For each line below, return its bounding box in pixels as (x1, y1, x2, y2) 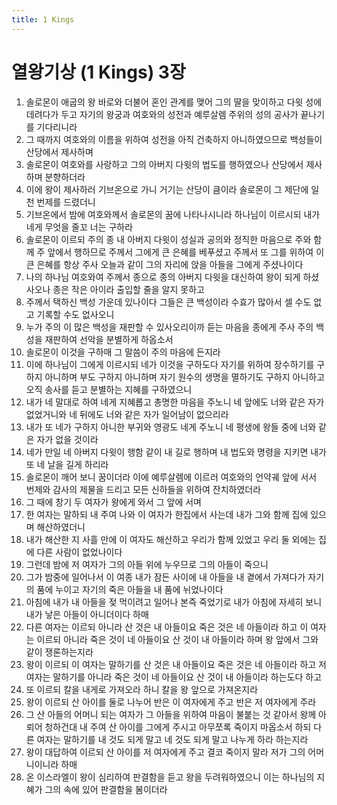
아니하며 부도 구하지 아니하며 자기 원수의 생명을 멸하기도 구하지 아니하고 (44, 371, 326, 383)
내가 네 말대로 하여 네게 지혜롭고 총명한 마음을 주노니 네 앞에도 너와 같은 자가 (25, 396, 325, 408)
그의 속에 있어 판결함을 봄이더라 (44, 783, 168, 795)
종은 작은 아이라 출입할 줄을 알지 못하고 (52, 283, 205, 295)
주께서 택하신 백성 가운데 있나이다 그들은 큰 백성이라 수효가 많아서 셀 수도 (25, 296, 312, 308)
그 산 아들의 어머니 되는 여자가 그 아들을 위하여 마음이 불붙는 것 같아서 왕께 (25, 708, 317, 720)
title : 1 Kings (11, 14, 75, 25)
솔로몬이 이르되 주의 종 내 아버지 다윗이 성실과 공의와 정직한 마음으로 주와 (25, 233, 312, 245)
